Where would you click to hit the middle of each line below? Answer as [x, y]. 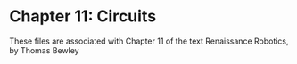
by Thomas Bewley [44, 50]
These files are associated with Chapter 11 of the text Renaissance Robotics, [149, 41]
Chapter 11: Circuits [83, 16]
